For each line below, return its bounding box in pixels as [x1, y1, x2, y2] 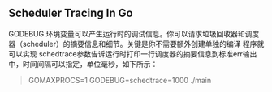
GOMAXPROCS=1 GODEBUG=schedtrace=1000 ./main [28, 75, 212, 85]
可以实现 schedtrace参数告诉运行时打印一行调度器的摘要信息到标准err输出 [8, 48, 257, 59]
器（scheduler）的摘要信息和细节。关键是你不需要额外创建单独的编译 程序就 [8, 39, 265, 48]
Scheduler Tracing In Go [8, 6, 133, 20]
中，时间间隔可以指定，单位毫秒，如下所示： [8, 59, 158, 69]
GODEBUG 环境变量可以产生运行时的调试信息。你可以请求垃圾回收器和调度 [8, 28, 260, 39]
